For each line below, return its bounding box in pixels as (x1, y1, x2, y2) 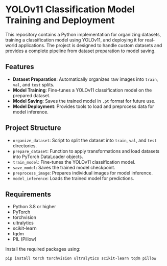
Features (5, 62, 34, 71)
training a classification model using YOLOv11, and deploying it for (5, 37, 144, 43)
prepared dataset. (12, 92, 51, 98)
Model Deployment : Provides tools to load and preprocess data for (12, 103, 154, 109)
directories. (12, 142, 37, 149)
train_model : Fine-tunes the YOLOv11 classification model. (12, 159, 136, 165)
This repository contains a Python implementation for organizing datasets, (5, 31, 161, 37)
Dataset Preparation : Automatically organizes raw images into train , (12, 76, 158, 82)
